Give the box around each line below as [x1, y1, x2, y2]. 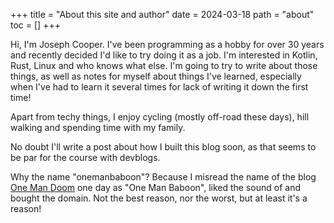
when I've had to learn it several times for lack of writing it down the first [10, 81, 309, 93]
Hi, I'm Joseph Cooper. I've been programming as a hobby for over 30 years [10, 39, 325, 50]
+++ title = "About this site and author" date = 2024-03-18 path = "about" [10, 9, 315, 20]
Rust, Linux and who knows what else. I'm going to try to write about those [10, 60, 318, 71]
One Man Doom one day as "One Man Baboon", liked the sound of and [10, 182, 302, 193]
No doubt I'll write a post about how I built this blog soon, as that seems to [10, 141, 317, 153]
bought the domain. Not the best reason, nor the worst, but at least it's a [10, 192, 308, 204]
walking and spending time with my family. [10, 122, 186, 133]
